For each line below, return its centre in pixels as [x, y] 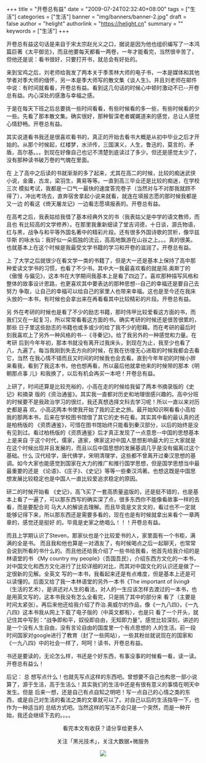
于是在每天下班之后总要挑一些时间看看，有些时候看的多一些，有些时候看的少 [103, 108]
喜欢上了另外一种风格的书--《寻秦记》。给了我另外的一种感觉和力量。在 [107, 335]
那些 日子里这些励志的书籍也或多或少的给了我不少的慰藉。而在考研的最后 [98, 327]
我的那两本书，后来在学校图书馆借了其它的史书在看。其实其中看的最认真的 [100, 417]
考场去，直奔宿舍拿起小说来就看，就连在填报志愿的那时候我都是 [116, 196]
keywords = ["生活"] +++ [38, 31]
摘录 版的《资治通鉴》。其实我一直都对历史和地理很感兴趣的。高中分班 [110, 394]
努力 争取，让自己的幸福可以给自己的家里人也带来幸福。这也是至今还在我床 [101, 291]
